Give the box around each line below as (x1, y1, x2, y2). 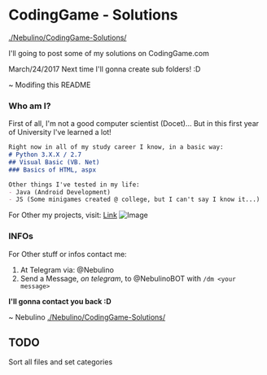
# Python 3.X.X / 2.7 (8, 150, 82, 159)
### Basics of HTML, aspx (8, 165, 96, 174)
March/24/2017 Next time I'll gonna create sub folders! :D (8, 63, 201, 74)
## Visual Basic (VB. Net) (8, 158, 100, 166)
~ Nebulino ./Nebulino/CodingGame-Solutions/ (8, 312, 166, 322)
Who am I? (8, 100, 51, 111)
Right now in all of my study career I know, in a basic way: (8, 143, 224, 151)
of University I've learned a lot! (8, 128, 112, 137)
